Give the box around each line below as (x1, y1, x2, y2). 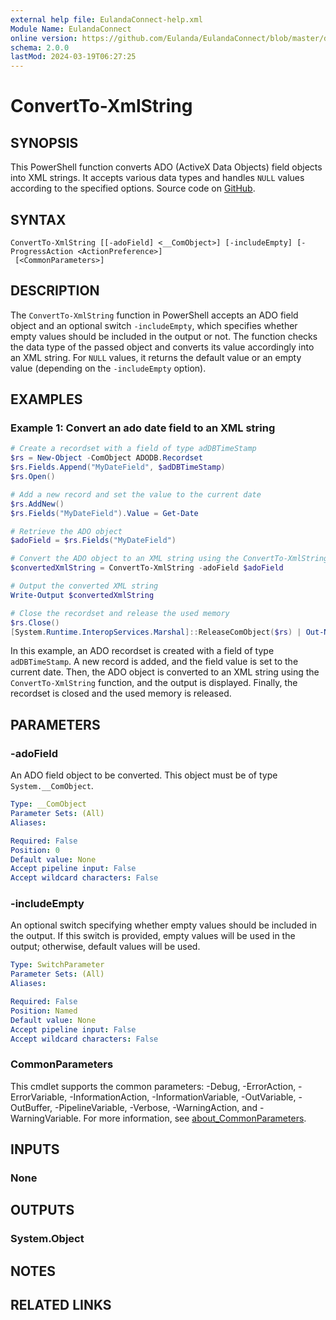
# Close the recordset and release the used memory (10, 608, 230, 618)
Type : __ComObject (10, 799, 87, 810)
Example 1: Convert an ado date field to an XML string (10, 421, 276, 435)
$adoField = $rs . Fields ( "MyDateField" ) (10, 536, 177, 546)
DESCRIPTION (10, 282, 100, 300)
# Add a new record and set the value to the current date (10, 489, 262, 500)
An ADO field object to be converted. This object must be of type (10, 769, 278, 781)
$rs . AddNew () (10, 499, 65, 509)
